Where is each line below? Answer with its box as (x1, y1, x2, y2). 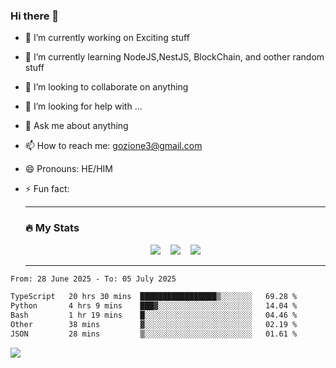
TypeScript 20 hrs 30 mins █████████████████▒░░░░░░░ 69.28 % (10, 292, 298, 302)
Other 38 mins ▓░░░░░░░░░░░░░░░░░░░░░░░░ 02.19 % (10, 320, 298, 330)
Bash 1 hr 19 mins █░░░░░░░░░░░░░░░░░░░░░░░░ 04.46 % (10, 310, 298, 321)
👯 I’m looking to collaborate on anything (24, 81, 189, 93)
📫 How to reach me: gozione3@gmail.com (24, 140, 203, 152)
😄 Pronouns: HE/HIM (24, 163, 113, 175)
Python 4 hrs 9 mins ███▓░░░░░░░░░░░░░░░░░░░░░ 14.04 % (10, 301, 298, 311)
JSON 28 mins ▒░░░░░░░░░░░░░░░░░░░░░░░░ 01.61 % (10, 329, 298, 339)
